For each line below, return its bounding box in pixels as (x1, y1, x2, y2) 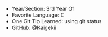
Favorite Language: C (11, 11, 65, 18)
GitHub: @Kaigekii (11, 24, 56, 31)
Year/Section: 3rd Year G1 (11, 5, 75, 12)
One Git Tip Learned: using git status (11, 18, 102, 24)
